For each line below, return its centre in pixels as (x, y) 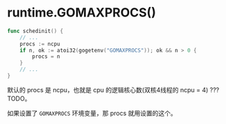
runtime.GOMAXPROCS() (81, 13)
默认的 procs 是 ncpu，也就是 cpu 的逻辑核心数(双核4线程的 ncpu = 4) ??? (113, 90)
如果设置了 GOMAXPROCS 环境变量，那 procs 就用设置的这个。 (92, 113)
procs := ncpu (40, 44)
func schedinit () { (35, 31)
